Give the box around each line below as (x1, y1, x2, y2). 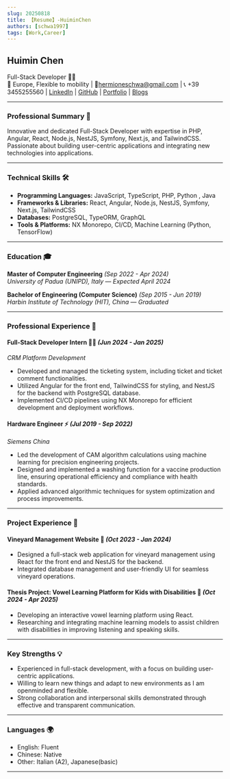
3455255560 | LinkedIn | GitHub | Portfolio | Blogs (7, 88, 149, 96)
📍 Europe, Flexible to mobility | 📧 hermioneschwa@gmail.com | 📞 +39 (7, 80, 200, 89)
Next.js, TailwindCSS (16, 205, 77, 214)
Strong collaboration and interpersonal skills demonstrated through (16, 693, 207, 701)
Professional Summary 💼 (7, 111, 91, 121)
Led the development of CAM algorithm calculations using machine (16, 451, 207, 459)
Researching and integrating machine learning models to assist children (16, 618, 219, 626)
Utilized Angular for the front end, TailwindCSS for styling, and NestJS (16, 382, 216, 390)
